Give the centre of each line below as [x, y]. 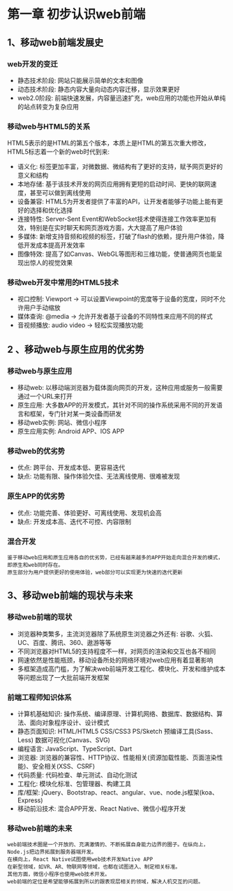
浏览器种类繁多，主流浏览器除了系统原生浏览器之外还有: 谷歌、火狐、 [117, 634]
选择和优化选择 [51, 210]
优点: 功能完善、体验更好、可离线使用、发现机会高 [89, 513]
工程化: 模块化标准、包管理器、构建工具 [74, 784]
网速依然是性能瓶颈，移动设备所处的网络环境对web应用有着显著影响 [115, 660]
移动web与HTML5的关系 [49, 126]
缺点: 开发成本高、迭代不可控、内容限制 [74, 521]
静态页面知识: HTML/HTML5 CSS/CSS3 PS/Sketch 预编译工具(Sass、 [117, 732]
